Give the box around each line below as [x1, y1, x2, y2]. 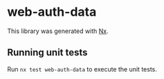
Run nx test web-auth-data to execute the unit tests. [7, 65, 157, 73]
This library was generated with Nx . [7, 27, 109, 35]
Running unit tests [7, 47, 88, 58]
